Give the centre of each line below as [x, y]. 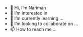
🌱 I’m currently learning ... [37, 18]
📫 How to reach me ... [33, 29]
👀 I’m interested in [29, 13]
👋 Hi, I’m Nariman [28, 8]
